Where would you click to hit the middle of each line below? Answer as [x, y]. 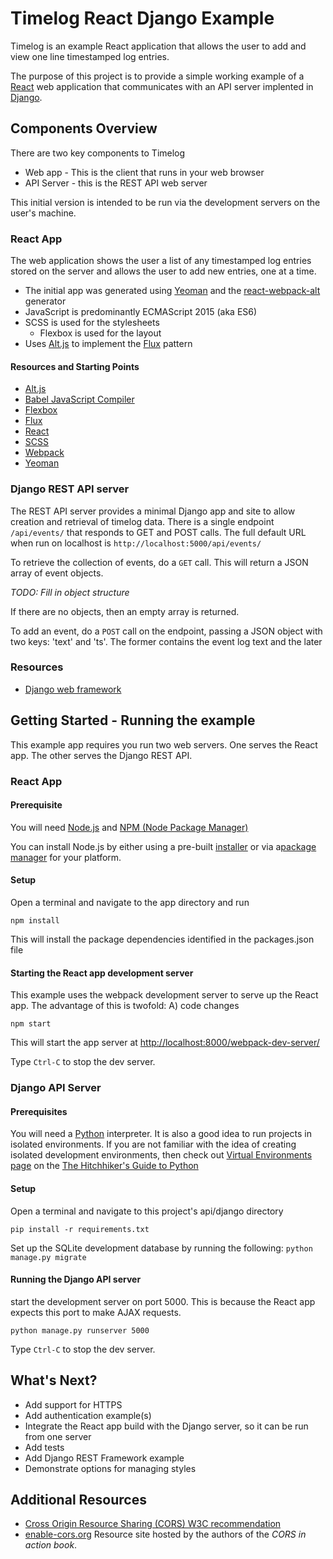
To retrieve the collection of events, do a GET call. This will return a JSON [159, 562]
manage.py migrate [48, 1257]
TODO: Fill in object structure [70, 592]
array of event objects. [57, 573]
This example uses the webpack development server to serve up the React [164, 995]
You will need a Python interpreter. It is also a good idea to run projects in [161, 1134]
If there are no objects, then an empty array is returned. [125, 611]
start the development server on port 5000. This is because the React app [163, 1301]
